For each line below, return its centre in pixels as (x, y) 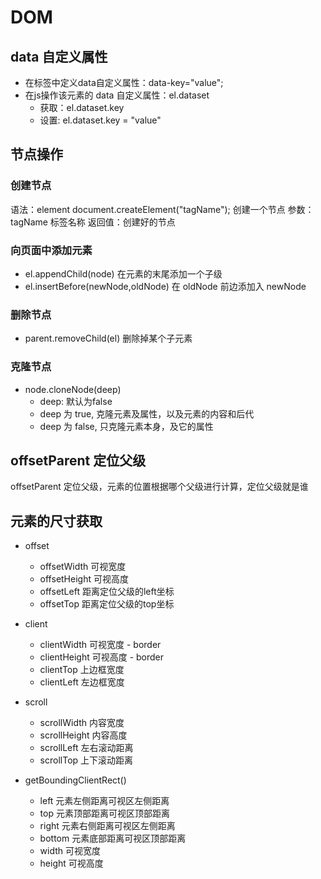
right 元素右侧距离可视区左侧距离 (107, 826)
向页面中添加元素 (51, 250)
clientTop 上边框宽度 (82, 670)
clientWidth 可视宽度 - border (100, 645)
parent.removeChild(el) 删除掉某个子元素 (108, 338)
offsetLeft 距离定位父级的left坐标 (107, 592)
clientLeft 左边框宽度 (82, 682)
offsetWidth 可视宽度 (83, 567)
